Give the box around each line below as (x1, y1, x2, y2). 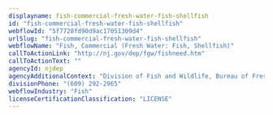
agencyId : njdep (8, 65, 63, 73)
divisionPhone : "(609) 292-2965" (8, 79, 122, 87)
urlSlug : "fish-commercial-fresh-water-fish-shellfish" (8, 34, 201, 43)
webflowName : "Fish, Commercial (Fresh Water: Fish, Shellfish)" (8, 42, 234, 50)
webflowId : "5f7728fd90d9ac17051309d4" (8, 27, 144, 35)
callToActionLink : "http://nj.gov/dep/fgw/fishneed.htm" (8, 49, 206, 57)
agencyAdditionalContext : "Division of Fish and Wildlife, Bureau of (8, 72, 249, 80)
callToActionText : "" (8, 57, 82, 66)
